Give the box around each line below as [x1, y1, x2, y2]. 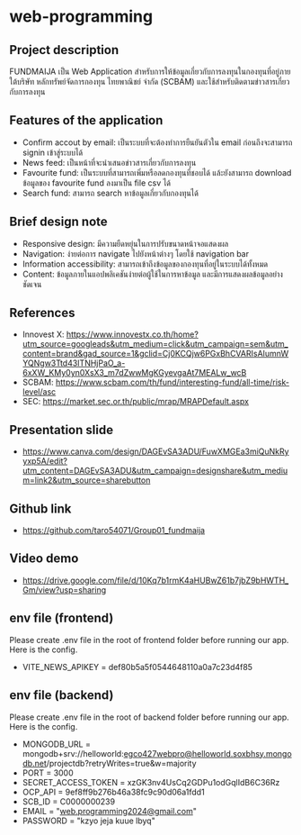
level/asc [22, 386, 57, 397]
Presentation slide [9, 422, 114, 438]
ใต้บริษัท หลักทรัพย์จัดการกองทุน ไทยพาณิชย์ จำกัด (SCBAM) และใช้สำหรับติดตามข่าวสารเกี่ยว [9, 77, 290, 86]
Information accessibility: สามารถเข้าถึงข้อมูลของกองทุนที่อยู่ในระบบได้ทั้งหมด [22, 259, 268, 269]
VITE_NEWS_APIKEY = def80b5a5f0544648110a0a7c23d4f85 [22, 661, 253, 672]
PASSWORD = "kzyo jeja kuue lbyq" [22, 815, 155, 826]
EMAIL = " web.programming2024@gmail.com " [22, 805, 198, 816]
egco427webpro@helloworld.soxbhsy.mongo [123, 748, 292, 758]
